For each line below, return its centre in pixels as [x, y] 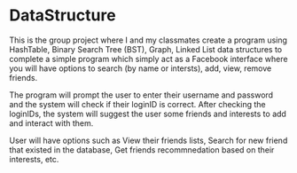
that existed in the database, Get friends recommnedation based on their [142, 149]
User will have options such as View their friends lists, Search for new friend [148, 140]
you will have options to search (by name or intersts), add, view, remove [141, 68]
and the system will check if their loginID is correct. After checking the [137, 104]
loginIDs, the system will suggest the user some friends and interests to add [148, 114]
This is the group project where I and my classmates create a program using [148, 40]
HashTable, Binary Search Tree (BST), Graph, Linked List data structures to [146, 49]
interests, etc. [34, 159]
